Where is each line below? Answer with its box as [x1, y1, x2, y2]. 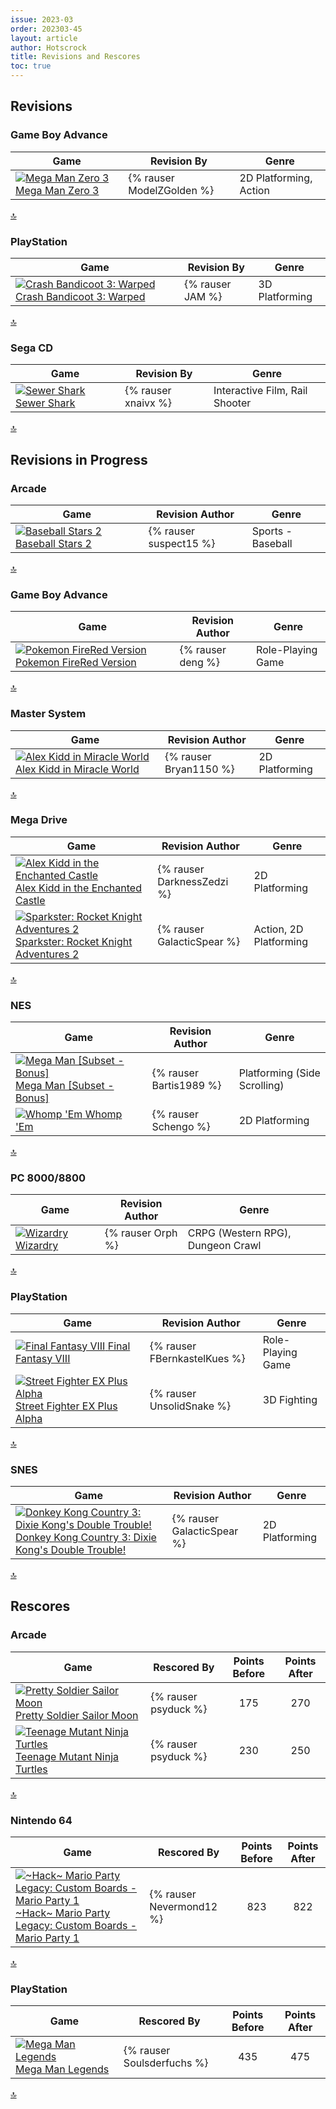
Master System [10, 707, 87, 721]
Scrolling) [238, 1079, 285, 1093]
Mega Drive [10, 813, 68, 827]
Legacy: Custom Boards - [15, 1919, 138, 1933]
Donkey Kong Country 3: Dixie [15, 1531, 157, 1545]
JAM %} [183, 289, 223, 303]
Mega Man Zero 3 [15, 183, 100, 197]
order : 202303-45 [10, 24, 83, 34]
